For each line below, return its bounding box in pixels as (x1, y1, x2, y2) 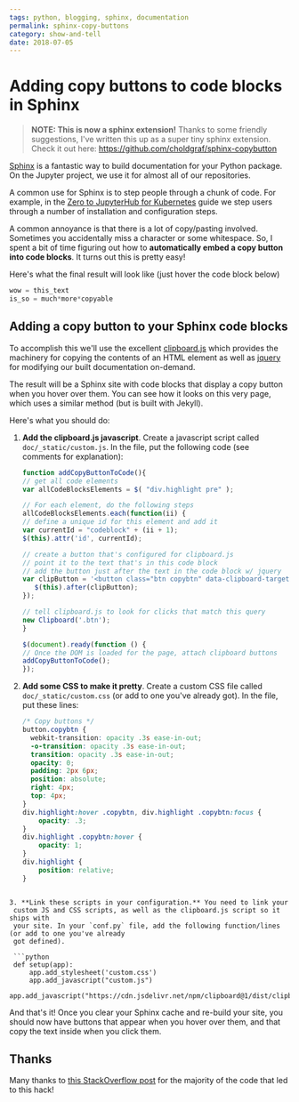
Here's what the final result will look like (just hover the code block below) (9, 269, 280, 280)
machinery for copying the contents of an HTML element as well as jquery (9, 352, 281, 363)
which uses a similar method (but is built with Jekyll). (9, 398, 204, 408)
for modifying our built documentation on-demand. (9, 361, 196, 372)
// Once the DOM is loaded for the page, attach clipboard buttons (21, 648, 278, 657)
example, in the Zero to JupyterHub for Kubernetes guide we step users (9, 197, 273, 207)
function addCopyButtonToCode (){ (21, 468, 147, 477)
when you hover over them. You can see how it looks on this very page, (9, 388, 271, 398)
